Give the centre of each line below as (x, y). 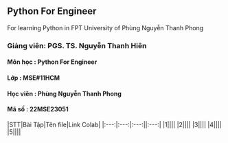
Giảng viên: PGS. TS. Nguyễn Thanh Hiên (77, 45)
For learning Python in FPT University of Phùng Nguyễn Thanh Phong (105, 27)
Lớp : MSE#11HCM (34, 78)
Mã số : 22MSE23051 (38, 109)
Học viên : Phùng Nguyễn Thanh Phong (65, 93)
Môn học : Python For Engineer (52, 62)
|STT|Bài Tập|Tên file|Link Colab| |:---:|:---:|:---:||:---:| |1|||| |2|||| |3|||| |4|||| (114, 124)
